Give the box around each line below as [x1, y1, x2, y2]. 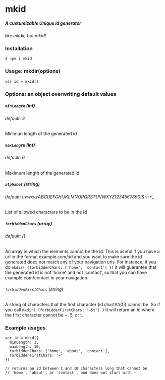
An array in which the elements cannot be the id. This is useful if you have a [5, 248, 160, 254]
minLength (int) [5, 103, 35, 109]
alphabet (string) [5, 181, 40, 187]
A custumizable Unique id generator [5, 20, 82, 26]
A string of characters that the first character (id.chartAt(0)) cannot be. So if [5, 302, 160, 308]
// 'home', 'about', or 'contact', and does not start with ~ [5, 371, 136, 376]
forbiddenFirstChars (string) [5, 286, 63, 292]
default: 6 [5, 155, 25, 161]
